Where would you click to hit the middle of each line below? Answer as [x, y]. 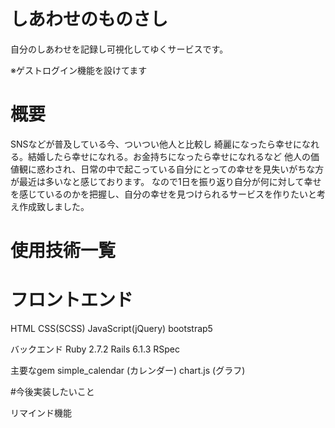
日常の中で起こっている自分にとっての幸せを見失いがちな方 [202, 169]
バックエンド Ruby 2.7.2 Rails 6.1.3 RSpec [95, 349]
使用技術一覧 [63, 251]
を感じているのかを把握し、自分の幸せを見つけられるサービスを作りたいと [163, 194]
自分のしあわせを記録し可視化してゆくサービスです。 [119, 49]
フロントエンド [72, 300]
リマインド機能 [41, 413]
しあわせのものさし [89, 19]
